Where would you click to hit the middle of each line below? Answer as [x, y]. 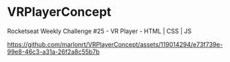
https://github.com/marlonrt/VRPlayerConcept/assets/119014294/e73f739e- [115, 44]
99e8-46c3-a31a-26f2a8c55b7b [53, 52]
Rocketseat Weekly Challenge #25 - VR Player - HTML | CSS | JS [100, 31]
